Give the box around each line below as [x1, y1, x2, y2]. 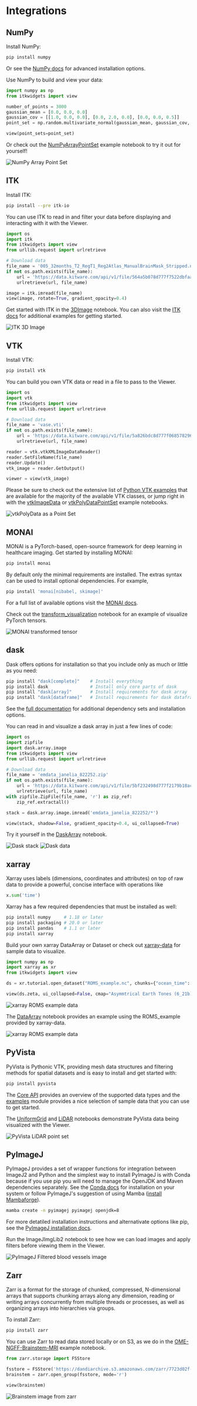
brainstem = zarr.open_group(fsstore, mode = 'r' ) [6, 1371, 127, 1377]
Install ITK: [6, 191, 32, 198]
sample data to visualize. [6, 947, 66, 955]
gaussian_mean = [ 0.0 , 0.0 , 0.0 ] [6, 109, 88, 115]
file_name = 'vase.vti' [6, 422, 64, 428]
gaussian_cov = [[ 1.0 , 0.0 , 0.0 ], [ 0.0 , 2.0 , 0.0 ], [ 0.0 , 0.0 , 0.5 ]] [6, 114, 180, 121]
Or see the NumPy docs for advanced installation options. [6, 64, 145, 72]
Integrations [6, 4, 67, 18]
